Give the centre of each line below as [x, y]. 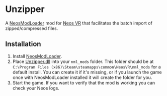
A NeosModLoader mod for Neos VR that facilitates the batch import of [79, 23]
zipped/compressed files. [32, 28]
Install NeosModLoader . [37, 56]
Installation [23, 44]
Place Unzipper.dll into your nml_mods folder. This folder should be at [83, 61]
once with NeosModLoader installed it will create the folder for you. [82, 77]
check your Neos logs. [36, 88]
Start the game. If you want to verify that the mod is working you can [84, 82]
